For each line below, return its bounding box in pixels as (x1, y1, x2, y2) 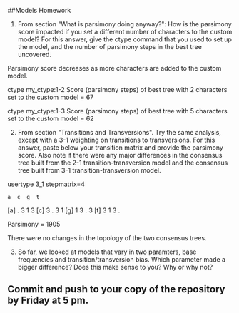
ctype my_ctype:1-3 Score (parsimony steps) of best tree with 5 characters (7, 107, 228, 115)
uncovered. (17, 50, 52, 58)
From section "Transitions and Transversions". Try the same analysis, (17, 128, 221, 136)
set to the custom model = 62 (7, 114, 94, 123)
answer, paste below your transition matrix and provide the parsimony (17, 143, 223, 152)
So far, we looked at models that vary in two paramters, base (17, 247, 197, 256)
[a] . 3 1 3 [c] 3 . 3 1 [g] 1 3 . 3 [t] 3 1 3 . (7, 206, 121, 215)
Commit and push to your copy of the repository (7, 283, 225, 295)
